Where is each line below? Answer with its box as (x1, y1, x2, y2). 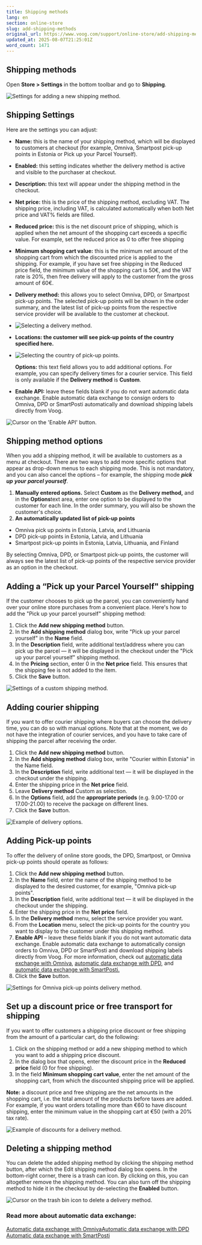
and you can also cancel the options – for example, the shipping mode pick (6, 471, 192, 478)
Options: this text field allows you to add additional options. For (14, 363, 173, 371)
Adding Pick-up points (6, 836, 92, 846)
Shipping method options (6, 436, 103, 446)
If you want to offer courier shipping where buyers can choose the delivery (6, 718, 192, 725)
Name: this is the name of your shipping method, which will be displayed (14, 137, 195, 145)
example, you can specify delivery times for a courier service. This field (14, 369, 192, 377)
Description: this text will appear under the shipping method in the (14, 180, 180, 187)
